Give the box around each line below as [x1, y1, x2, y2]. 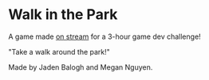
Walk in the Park [8, 6, 118, 24]
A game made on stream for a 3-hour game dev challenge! [8, 32, 201, 41]
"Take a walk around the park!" [8, 47, 110, 56]
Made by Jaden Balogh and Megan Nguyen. [8, 62, 153, 72]
